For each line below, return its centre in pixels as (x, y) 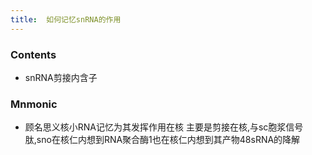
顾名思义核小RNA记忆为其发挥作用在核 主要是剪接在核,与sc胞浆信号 (164, 127)
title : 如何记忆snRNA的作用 (66, 19)
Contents (33, 54)
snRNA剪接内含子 (61, 77)
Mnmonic (34, 104)
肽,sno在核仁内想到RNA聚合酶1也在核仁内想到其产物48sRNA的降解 (162, 140)
